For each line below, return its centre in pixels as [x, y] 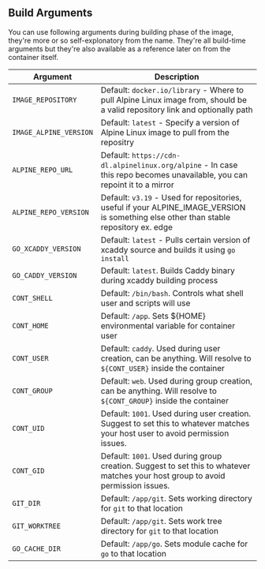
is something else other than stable [166, 217]
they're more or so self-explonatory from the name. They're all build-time [127, 40]
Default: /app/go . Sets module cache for [174, 544]
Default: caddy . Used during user [160, 348]
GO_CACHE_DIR [37, 548]
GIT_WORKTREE [37, 526]
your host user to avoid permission [165, 433]
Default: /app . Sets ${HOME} [153, 316]
